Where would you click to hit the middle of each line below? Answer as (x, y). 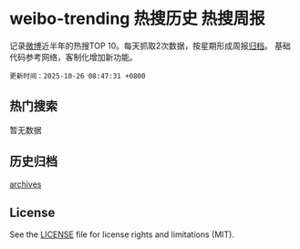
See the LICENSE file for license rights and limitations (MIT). (122, 234)
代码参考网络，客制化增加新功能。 (73, 57)
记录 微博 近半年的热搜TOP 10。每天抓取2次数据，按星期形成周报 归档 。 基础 (150, 46)
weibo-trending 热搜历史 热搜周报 (138, 19)
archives (26, 184)
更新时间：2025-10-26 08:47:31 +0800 (78, 76)
